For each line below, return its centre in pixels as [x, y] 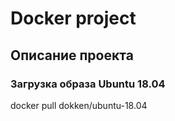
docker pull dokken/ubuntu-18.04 [79, 105]
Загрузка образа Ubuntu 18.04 [88, 84]
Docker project [73, 18]
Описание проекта [72, 55]
